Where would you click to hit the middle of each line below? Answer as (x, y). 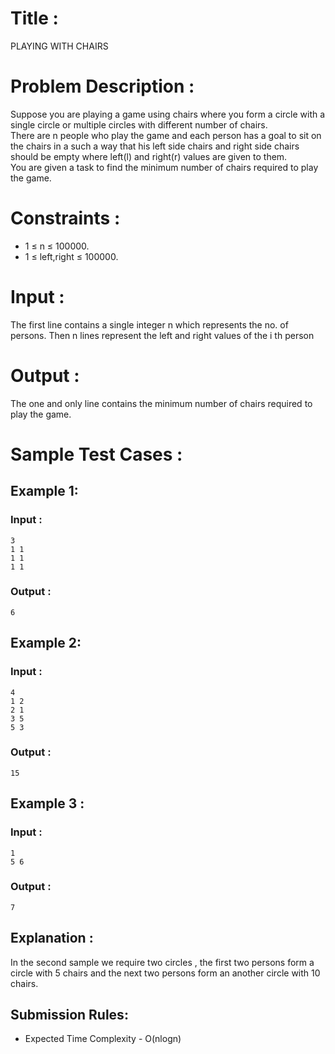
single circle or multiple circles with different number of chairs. (139, 124)
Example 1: (44, 491)
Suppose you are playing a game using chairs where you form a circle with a (168, 114)
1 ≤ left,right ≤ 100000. (71, 256)
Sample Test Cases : (96, 454)
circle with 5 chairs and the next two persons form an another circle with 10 (165, 973)
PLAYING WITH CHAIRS (59, 46)
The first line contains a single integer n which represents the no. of (149, 324)
